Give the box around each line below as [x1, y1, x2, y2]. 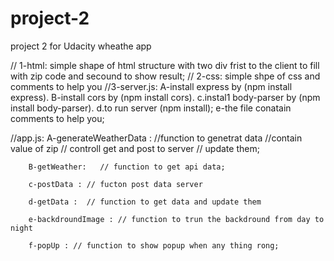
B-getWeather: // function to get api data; [28, 162, 226, 172]
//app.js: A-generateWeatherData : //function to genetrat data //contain [10, 132, 303, 144]
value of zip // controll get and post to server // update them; [10, 142, 260, 154]
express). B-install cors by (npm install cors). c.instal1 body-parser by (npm [10, 91, 321, 103]
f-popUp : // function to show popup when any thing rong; [28, 240, 280, 251]
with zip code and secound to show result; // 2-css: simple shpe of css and [10, 70, 321, 82]
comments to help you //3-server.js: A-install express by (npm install [10, 80, 293, 92]
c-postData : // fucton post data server [28, 179, 203, 189]
